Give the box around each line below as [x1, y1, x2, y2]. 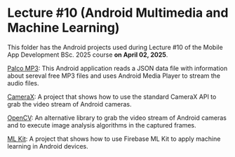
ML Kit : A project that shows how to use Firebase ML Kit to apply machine [7, 135, 221, 143]
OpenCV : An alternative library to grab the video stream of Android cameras [7, 114, 227, 122]
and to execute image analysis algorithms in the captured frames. [7, 121, 196, 129]
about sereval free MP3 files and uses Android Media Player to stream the [7, 71, 221, 80]
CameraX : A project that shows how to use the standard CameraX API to [7, 93, 217, 101]
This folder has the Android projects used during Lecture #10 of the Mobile [7, 43, 223, 51]
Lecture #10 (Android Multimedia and [7, 5, 229, 21]
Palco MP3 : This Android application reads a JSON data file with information [7, 64, 228, 72]
